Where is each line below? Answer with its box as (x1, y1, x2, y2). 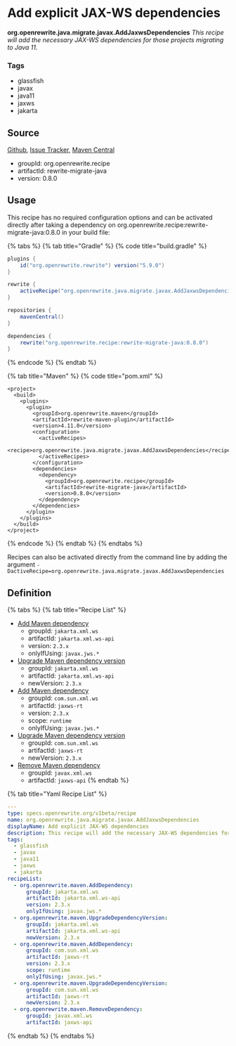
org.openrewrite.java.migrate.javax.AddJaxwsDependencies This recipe (7, 28, 225, 37)
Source (7, 127, 40, 138)
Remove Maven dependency (17, 761, 100, 770)
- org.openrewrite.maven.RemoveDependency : (13, 1006, 143, 1013)
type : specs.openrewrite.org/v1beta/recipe (7, 810, 137, 817)
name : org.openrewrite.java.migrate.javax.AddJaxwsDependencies (7, 816, 199, 823)
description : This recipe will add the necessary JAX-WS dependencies (7, 829, 218, 837)
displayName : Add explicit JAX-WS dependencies (7, 822, 150, 830)
